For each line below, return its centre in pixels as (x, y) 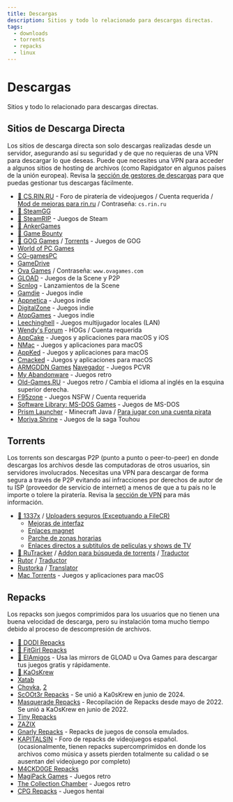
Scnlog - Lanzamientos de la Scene (68, 285)
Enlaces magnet (51, 531)
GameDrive (33, 263)
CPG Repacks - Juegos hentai (61, 792)
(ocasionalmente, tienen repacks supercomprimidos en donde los (112, 747)
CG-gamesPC (37, 255)
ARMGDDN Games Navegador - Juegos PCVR (84, 367)
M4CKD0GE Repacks (48, 769)
